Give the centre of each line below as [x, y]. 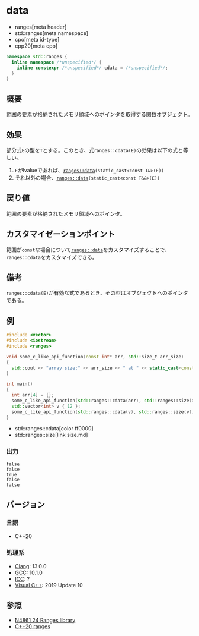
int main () [20, 384]
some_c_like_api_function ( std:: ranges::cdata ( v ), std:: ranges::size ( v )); [104, 412]
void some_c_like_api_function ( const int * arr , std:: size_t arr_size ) [95, 357]
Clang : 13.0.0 [31, 566]
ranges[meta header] [41, 27]
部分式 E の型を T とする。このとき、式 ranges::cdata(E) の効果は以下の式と [95, 150]
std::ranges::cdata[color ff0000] [54, 429]
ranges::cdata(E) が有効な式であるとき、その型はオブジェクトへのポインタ [97, 293]
